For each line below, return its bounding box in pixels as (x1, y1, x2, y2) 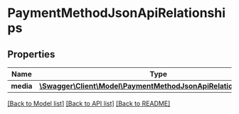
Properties (7, 48, 55, 60)
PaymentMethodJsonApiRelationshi (7, 5, 226, 21)
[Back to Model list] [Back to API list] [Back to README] (7, 99, 171, 108)
